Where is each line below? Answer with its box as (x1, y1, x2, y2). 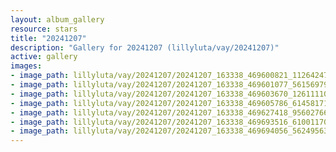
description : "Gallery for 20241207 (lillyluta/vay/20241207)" (10, 42, 280, 53)
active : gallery (10, 52, 78, 62)
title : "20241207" (10, 33, 87, 43)
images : (10, 61, 43, 71)
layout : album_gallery (10, 14, 105, 25)
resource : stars (10, 24, 78, 34)
